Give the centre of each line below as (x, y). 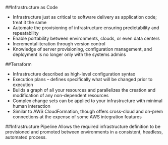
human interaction (31, 106)
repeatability (25, 33)
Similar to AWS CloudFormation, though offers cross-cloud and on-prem (88, 111)
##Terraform (18, 64)
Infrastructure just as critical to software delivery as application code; (85, 17)
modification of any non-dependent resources (61, 95)
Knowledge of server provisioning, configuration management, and (82, 49)
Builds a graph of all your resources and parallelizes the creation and (84, 90)
